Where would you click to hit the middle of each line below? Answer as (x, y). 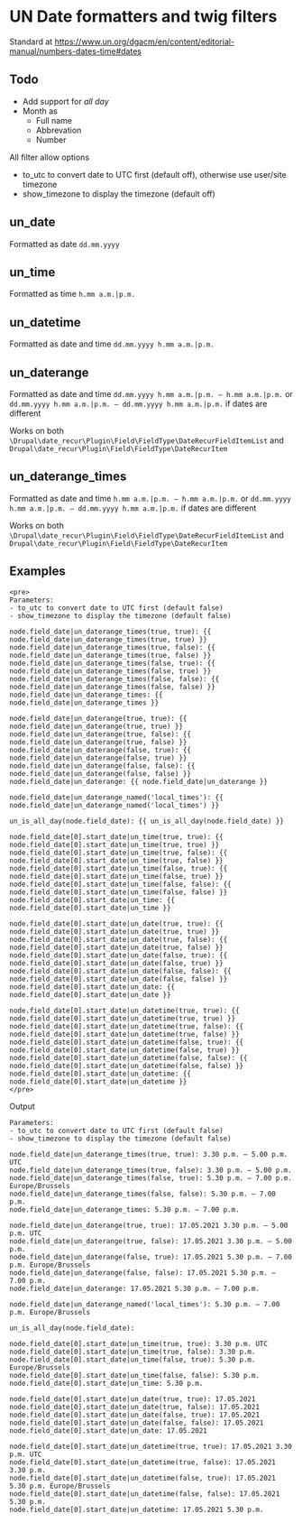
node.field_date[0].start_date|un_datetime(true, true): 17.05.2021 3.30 (151, 1446)
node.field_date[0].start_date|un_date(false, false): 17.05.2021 (137, 1423)
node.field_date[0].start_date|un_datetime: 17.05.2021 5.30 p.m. (137, 1509)
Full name (54, 120)
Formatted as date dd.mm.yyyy (64, 244)
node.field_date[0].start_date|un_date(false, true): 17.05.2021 (134, 1415)
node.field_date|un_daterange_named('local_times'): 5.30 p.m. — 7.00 (145, 1304)
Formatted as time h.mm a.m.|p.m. (73, 294)
